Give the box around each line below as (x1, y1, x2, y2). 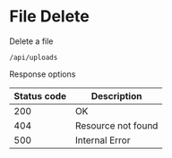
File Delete (9, 6, 90, 27)
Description (90, 89, 142, 102)
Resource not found (74, 119, 159, 131)
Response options (9, 69, 76, 79)
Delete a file (9, 36, 54, 46)
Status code (13, 89, 67, 102)
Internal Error (74, 134, 131, 146)
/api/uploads (9, 53, 58, 62)
